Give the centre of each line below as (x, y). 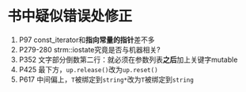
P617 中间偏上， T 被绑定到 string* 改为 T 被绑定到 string (106, 79)
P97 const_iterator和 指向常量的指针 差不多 (87, 40)
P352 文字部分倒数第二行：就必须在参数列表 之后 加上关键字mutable (128, 59)
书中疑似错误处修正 (70, 16)
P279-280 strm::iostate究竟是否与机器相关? (89, 49)
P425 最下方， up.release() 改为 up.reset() (89, 69)
